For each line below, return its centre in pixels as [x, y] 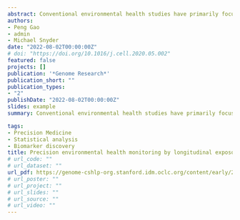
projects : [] [27, 67]
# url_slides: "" [33, 192]
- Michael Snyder [33, 41]
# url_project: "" [35, 186]
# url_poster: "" [33, 179]
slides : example [31, 107]
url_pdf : [20, 172]
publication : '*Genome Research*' [59, 73]
